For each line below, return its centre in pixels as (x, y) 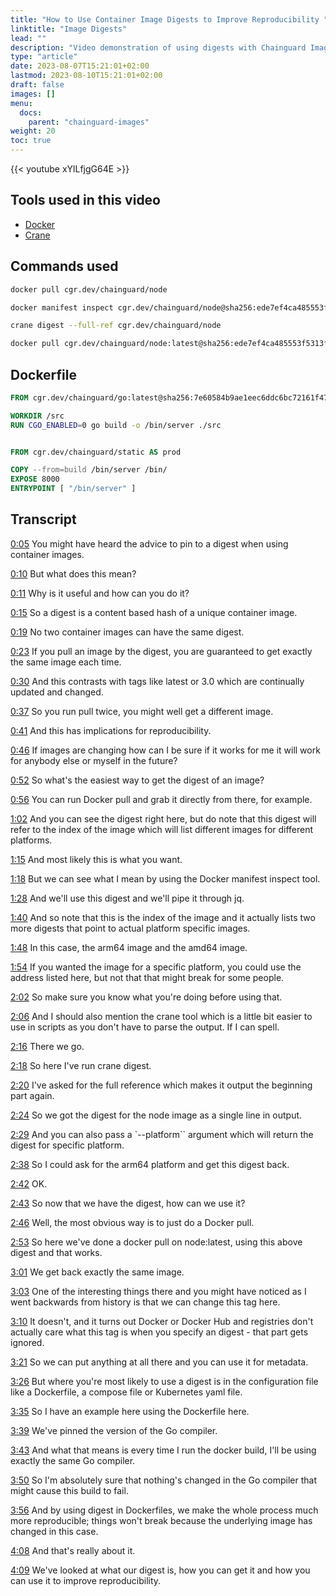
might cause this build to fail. (69, 1490)
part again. (32, 1095)
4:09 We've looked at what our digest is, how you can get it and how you (160, 1570)
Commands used (64, 266)
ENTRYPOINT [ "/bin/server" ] (73, 489)
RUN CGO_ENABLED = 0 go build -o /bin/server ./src (116, 425)
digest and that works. (56, 1252)
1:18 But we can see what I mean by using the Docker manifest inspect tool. (165, 878)
